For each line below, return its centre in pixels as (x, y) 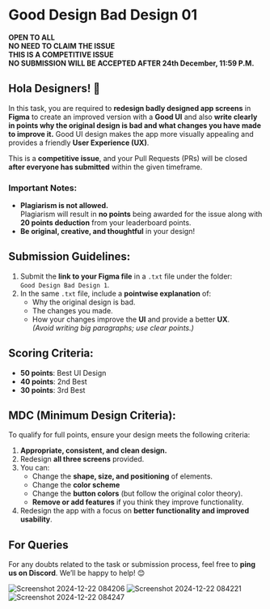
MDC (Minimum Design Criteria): (92, 416)
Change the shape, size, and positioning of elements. (122, 476)
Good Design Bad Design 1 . (65, 284)
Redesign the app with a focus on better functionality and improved (135, 511)
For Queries (38, 545)
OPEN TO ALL (32, 37)
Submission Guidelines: (70, 257)
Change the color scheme (76, 485)
